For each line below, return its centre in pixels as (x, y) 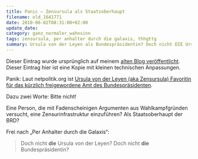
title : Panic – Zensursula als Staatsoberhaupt (66, 11)
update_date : (22, 28)
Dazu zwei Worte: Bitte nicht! (41, 96)
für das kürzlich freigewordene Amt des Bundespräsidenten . (80, 85)
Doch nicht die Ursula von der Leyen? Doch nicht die (85, 143)
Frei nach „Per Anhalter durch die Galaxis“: (58, 132)
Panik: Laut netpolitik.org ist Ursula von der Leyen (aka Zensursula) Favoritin (99, 79)
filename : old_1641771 (34, 17)
